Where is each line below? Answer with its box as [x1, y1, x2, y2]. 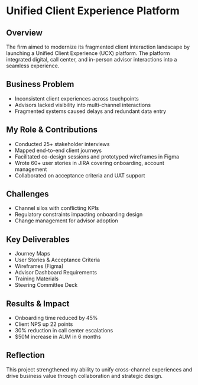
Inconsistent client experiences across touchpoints [14, 95, 139, 102]
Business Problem [6, 79, 74, 89]
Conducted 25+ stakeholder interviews [14, 140, 110, 147]
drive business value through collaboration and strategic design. [6, 372, 163, 379]
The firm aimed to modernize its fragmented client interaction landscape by [6, 43, 190, 50]
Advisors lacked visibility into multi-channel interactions [14, 101, 151, 108]
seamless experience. [6, 62, 60, 69]
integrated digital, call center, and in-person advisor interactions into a [6, 56, 177, 63]
